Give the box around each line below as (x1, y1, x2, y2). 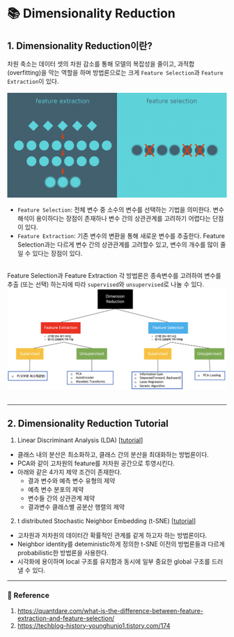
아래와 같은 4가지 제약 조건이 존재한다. (17, 468, 122, 476)
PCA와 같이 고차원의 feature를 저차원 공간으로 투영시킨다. (17, 459, 175, 468)
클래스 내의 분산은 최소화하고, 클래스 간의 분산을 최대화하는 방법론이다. (17, 451, 209, 459)
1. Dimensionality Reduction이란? (7, 40, 153, 52)
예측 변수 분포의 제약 (27, 485, 84, 494)
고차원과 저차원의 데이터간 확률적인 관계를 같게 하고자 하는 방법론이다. (17, 532, 208, 540)
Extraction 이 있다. (7, 78, 59, 85)
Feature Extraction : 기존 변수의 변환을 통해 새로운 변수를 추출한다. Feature (17, 231, 225, 240)
